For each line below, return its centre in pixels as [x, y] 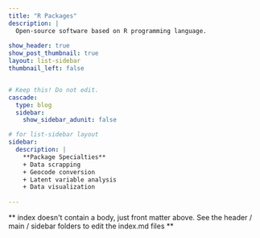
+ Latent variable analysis [70, 180]
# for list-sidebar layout [54, 135]
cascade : [23, 98]
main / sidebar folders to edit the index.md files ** [91, 226]
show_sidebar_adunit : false [70, 120]
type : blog [34, 105]
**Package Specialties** [64, 157]
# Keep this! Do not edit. [54, 90]
